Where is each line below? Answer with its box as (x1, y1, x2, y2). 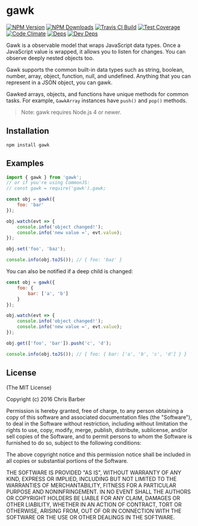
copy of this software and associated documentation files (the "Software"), (6, 413, 193, 421)
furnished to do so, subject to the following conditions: (6, 439, 141, 446)
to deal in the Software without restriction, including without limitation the (6, 419, 188, 427)
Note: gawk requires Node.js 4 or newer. (20, 108, 122, 116)
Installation (6, 126, 49, 136)
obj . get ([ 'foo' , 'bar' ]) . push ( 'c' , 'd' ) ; (6, 340, 112, 346)
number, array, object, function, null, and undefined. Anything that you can (6, 72, 191, 79)
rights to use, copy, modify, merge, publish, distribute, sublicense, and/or (6, 426, 188, 433)
